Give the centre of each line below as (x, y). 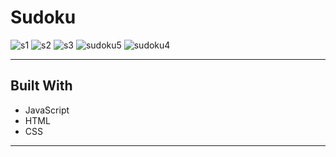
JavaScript (47, 110)
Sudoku (43, 17)
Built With (41, 86)
